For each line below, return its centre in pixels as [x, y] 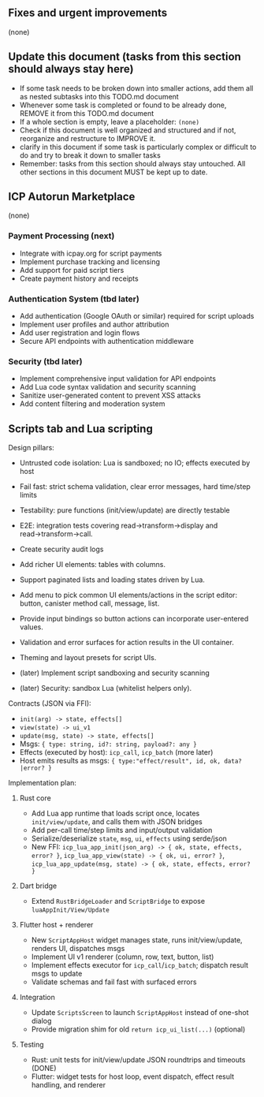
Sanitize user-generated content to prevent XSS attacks [110, 396]
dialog [41, 1021]
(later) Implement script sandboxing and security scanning [115, 673]
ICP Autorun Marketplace [72, 197]
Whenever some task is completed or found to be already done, [123, 105]
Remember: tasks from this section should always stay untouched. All [132, 163]
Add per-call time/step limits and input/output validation [122, 830]
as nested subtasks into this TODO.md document [99, 96]
